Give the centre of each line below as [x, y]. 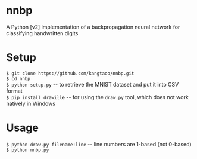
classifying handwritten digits [42, 33]
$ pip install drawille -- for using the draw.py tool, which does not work [97, 97]
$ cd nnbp [18, 78]
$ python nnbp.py [28, 150]
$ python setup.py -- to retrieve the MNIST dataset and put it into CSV [93, 84]
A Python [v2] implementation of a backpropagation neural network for [93, 27]
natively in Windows [31, 103]
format [14, 91]
